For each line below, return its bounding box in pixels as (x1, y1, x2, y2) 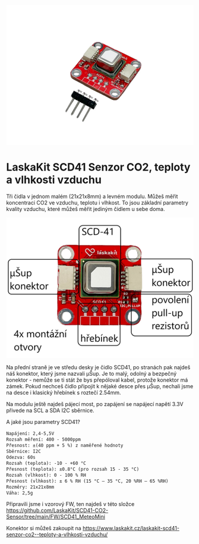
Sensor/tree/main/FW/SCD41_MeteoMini (6, 513, 106, 520)
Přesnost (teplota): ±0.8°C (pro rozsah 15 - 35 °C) (6, 466, 140, 472)
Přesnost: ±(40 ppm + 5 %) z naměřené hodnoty (6, 442, 124, 448)
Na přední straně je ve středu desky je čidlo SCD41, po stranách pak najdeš (6, 363, 191, 370)
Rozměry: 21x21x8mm (6, 484, 55, 490)
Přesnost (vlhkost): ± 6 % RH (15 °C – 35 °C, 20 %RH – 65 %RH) (6, 478, 169, 484)
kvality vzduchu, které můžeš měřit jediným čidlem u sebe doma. (6, 205, 165, 212)
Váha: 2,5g (6, 490, 33, 496)
